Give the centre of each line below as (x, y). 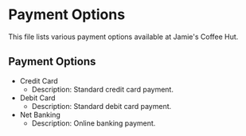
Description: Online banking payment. (94, 123)
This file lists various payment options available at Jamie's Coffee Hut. (123, 37)
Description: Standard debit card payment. (102, 106)
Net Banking (40, 115)
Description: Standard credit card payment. (102, 89)
